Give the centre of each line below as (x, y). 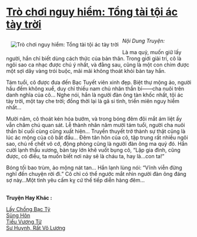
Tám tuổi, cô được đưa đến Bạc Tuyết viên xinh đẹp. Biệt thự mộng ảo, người (99, 82)
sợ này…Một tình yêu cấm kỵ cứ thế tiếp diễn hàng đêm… (76, 180)
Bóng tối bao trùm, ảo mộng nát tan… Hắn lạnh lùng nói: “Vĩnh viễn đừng (94, 168)
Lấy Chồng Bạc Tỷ (29, 209)
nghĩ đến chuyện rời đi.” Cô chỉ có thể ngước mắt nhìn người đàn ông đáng (96, 173)
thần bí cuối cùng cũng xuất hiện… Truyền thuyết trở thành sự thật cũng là (96, 131)
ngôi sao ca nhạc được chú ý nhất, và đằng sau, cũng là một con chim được (98, 65)
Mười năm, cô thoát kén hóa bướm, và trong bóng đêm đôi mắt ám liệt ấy (94, 118)
